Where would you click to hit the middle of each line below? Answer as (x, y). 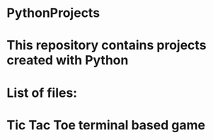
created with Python (68, 60)
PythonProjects (53, 13)
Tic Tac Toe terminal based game (106, 125)
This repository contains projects (106, 46)
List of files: (42, 93)
